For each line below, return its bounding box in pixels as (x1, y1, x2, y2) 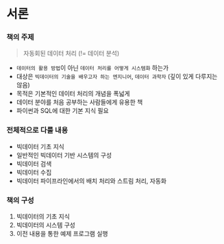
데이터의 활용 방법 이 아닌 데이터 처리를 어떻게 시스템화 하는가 (16, 64, 169, 72)
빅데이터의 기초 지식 (16, 212, 70, 221)
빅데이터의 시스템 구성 (16, 221, 76, 230)
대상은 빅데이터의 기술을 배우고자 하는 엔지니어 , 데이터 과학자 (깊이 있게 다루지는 (16, 73, 218, 81)
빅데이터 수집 (16, 168, 52, 176)
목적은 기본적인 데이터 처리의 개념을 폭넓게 (16, 90, 131, 98)
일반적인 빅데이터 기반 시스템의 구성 (16, 151, 112, 159)
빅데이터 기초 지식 (16, 142, 64, 151)
